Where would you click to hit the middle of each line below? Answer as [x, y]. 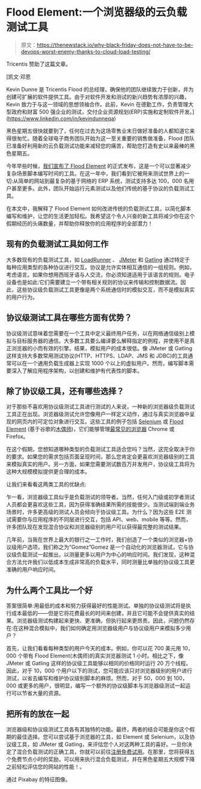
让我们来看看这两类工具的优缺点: [46, 484]
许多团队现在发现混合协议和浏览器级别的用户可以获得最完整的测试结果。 [95, 527]
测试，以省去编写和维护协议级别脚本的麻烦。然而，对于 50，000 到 [89, 678]
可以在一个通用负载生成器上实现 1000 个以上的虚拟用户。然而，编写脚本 [100, 363]
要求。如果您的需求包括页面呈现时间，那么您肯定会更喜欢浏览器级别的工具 [103, 457]
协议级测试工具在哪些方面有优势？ [69, 318]
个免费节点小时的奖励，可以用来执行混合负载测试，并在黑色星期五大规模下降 [100, 759]
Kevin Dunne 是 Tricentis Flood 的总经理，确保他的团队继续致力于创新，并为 [100, 89]
